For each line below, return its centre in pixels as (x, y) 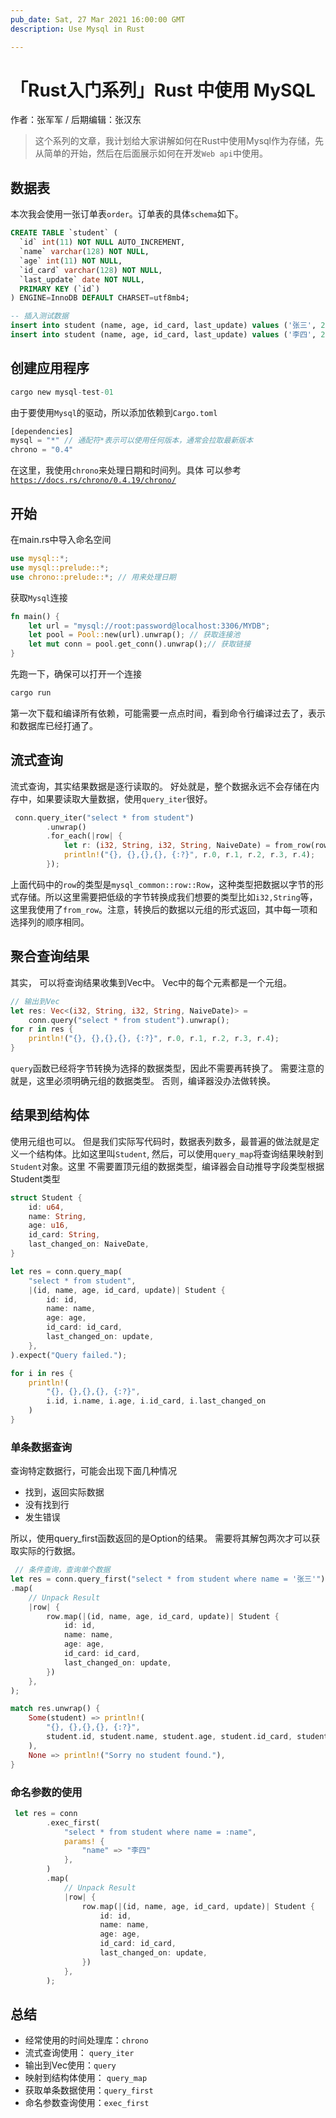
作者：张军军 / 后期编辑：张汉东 (76, 120)
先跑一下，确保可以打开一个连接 (76, 674)
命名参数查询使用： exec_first (87, 2103)
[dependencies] (42, 431)
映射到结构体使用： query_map (86, 2078)
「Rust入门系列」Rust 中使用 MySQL (163, 90)
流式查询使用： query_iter (79, 2053)
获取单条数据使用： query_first (89, 2090)
